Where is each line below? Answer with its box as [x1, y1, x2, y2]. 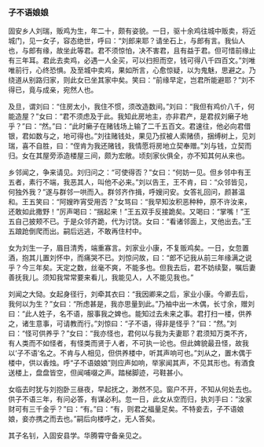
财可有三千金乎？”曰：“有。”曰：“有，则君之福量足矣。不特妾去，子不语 [8, 405, 237, 414]
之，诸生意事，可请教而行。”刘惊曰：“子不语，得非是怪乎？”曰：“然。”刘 [8, 319, 237, 328]
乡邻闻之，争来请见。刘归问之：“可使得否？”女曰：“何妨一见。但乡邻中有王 [8, 167, 251, 178]
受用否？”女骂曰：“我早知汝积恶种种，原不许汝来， [86, 197, 251, 207]
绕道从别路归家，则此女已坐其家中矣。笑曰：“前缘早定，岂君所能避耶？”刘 [8, 75, 249, 85]
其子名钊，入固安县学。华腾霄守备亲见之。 [8, 431, 146, 441]
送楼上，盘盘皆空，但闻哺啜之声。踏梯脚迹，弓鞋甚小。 [8, 368, 187, 378]
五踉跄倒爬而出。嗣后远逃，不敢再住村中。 [8, 226, 146, 236]
